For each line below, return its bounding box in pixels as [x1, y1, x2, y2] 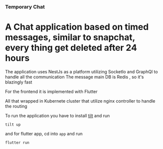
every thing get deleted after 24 [5, 43, 137, 53]
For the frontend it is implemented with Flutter [5, 88, 98, 94]
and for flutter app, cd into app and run [5, 130, 83, 136]
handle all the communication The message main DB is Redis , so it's [5, 74, 144, 80]
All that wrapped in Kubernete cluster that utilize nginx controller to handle [5, 98, 156, 104]
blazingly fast [5, 79, 32, 85]
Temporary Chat [5, 3, 45, 10]
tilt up [5, 122, 21, 127]
